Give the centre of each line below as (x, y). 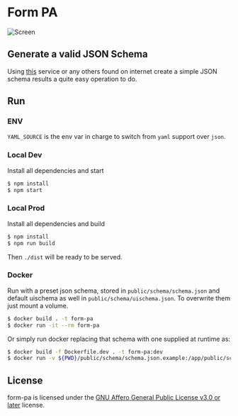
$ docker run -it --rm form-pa (53, 325)
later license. (26, 405)
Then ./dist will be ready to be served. (65, 257)
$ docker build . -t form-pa (50, 319)
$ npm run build (31, 243)
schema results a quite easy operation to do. (72, 79)
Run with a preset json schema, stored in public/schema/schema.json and (114, 291)
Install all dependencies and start (56, 170)
